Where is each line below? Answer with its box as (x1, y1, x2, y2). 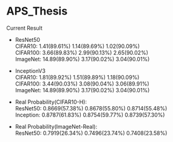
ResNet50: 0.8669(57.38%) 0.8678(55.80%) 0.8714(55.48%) (15, 104, 168, 112)
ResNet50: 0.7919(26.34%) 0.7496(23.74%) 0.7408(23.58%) (15, 129, 168, 137)
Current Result (6, 24, 42, 32)
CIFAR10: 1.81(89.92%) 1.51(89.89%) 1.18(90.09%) (15, 73, 140, 81)
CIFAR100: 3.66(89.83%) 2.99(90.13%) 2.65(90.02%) (15, 49, 149, 56)
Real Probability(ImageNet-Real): (15, 123, 98, 130)
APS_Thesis (6, 4, 68, 18)
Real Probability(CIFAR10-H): (15, 98, 87, 106)
